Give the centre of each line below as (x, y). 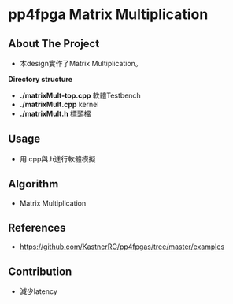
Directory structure (41, 79)
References (37, 228)
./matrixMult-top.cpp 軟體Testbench (80, 95)
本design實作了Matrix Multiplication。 (81, 63)
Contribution (40, 271)
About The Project (54, 44)
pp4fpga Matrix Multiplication (108, 15)
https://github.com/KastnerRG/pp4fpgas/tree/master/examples (122, 247)
